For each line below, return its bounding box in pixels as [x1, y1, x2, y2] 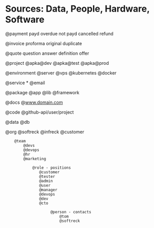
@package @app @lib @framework [5, 89, 80, 95]
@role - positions [32, 165, 71, 170]
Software [5, 14, 44, 25]
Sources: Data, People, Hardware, [5, 3, 150, 15]
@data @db [5, 119, 30, 125]
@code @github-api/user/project [5, 109, 74, 115]
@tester [39, 174, 56, 179]
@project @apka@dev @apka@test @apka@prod [5, 60, 110, 66]
